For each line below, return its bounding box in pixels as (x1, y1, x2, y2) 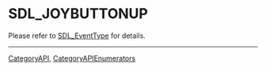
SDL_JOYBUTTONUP (8, 5, 148, 23)
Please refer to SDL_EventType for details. (8, 31, 146, 40)
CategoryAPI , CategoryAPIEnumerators (8, 53, 136, 63)
